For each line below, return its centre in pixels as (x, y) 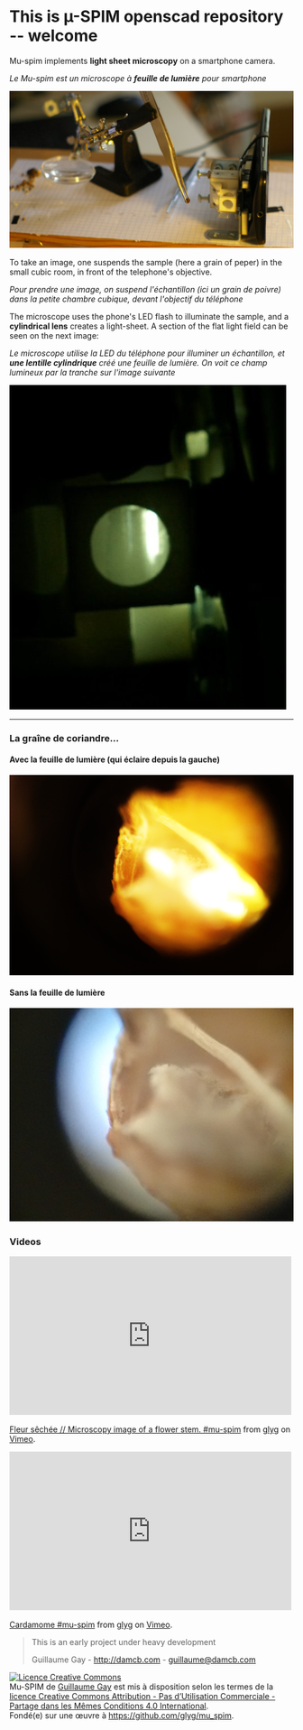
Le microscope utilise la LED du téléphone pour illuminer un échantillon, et (147, 353)
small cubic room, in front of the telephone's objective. (111, 272)
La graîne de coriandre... (64, 738)
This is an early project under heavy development (124, 1642)
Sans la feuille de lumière (57, 993)
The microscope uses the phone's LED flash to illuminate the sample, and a (149, 316)
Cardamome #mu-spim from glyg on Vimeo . (91, 1625)
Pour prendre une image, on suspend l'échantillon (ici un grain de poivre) (145, 289)
